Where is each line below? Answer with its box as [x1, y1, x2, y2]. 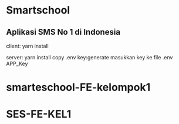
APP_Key [6, 60, 28, 67]
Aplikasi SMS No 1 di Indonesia [6, 27, 121, 37]
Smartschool [6, 4, 70, 17]
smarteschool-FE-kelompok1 [6, 81, 151, 94]
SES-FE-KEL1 [6, 108, 72, 121]
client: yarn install [6, 42, 49, 49]
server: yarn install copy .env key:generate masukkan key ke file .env [6, 54, 173, 61]
